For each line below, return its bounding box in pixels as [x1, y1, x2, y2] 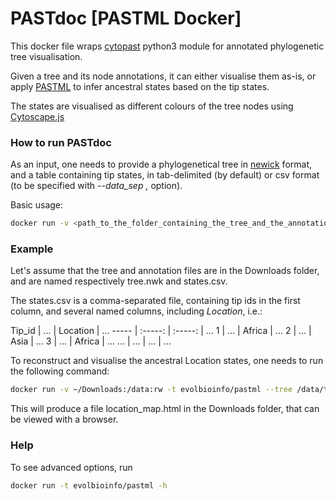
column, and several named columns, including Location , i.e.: [10, 305, 263, 317]
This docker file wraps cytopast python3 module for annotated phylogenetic [10, 40, 325, 52]
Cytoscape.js [10, 110, 65, 122]
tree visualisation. [10, 50, 83, 62]
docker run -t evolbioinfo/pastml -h [10, 480, 168, 491]
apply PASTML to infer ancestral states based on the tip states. [10, 80, 270, 92]
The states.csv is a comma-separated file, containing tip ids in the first [10, 295, 301, 307]
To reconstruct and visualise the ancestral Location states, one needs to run [10, 355, 324, 367]
